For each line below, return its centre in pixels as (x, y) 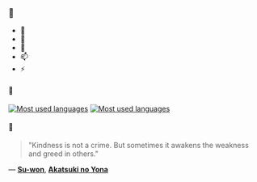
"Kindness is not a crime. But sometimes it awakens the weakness (138, 145)
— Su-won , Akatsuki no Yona (59, 169)
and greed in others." (63, 154)
